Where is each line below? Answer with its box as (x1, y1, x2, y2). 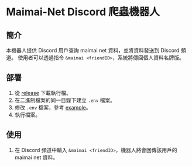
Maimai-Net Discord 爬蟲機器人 (6, 5, 160, 19)
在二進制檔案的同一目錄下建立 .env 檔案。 (14, 97, 116, 104)
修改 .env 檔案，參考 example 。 (14, 104, 91, 111)
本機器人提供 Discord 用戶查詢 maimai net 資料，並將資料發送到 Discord (6, 47, 180, 54)
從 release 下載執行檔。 (14, 89, 71, 96)
